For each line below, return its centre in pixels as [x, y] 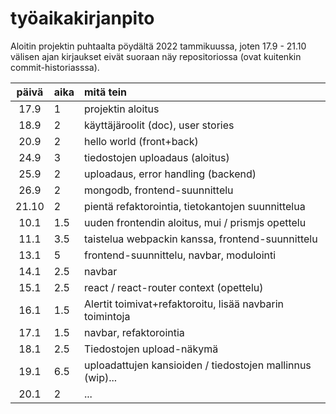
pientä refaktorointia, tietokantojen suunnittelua [195, 206]
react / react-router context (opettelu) [174, 287]
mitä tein [105, 92]
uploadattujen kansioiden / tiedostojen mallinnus [198, 365]
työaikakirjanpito [82, 18]
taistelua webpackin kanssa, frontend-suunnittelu [201, 239]
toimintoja [107, 316]
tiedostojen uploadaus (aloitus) [157, 157]
